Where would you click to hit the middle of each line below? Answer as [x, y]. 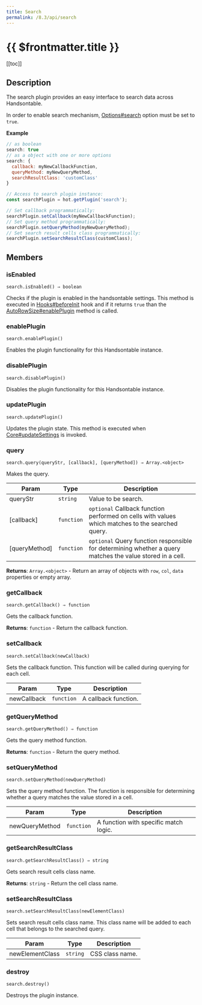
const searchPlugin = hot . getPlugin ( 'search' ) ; [67, 200]
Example [17, 133]
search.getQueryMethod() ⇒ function [52, 729]
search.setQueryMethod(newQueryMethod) [56, 780]
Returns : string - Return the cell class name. [62, 883]
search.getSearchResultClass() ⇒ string [58, 860]
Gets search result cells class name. [51, 872]
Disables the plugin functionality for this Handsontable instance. [85, 389]
